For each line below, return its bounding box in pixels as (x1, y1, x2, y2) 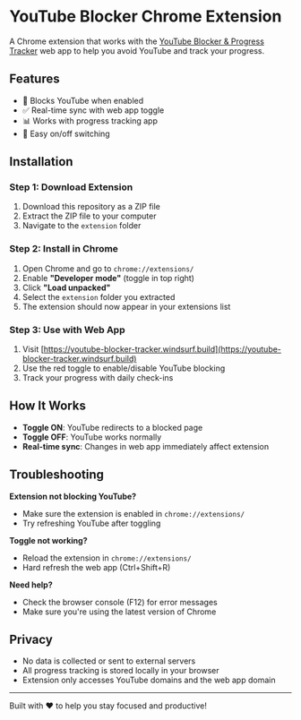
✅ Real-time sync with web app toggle (21, 105, 165, 116)
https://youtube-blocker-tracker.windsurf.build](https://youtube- (43, 344, 282, 355)
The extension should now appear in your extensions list (21, 301, 231, 312)
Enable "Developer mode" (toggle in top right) (21, 272, 195, 283)
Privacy (9, 632, 54, 647)
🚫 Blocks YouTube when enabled (21, 95, 144, 106)
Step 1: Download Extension (9, 181, 133, 193)
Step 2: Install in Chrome (9, 243, 119, 255)
